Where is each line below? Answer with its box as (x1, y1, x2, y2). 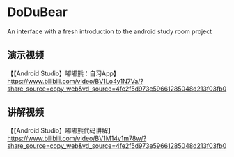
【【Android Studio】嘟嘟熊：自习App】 (7, 69, 120, 77)
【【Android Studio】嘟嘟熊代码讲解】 (7, 126, 115, 135)
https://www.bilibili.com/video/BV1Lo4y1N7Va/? (7, 77, 144, 85)
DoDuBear (7, 4, 68, 20)
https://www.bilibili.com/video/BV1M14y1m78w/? (7, 134, 147, 142)
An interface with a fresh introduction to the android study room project (7, 27, 212, 36)
